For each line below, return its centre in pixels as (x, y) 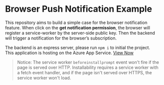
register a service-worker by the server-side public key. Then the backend (80, 33)
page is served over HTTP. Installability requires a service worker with (88, 67)
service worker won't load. (44, 78)
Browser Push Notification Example (79, 9)
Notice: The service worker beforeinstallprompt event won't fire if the (88, 62)
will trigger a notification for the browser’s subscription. (61, 38)
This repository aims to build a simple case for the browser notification (76, 22)
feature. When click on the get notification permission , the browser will (78, 27)
